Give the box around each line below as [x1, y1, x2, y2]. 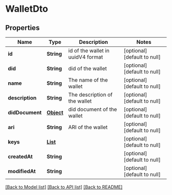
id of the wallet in [68, 47, 110, 54]
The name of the [68, 77, 109, 83]
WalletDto [5, 3, 49, 15]
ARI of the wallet [68, 124, 108, 131]
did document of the [68, 106, 117, 113]
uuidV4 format [68, 54, 103, 60]
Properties [5, 23, 40, 32]
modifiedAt [8, 168, 36, 175]
